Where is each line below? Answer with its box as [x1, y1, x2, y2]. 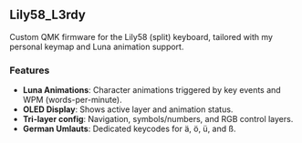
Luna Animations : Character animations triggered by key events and [22, 85, 281, 96]
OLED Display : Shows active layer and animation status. [22, 104, 234, 115]
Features [9, 64, 50, 77]
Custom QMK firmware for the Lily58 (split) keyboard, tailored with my [9, 31, 274, 42]
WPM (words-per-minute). [22, 95, 122, 106]
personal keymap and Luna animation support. [9, 41, 184, 52]
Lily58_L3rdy [9, 7, 87, 23]
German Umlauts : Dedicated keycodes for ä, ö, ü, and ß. [22, 123, 236, 135]
